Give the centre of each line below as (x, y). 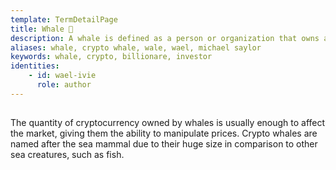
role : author (64, 85)
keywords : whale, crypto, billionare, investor (111, 57)
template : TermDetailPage (64, 19)
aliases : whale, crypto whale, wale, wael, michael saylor (136, 47)
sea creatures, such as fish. (67, 155)
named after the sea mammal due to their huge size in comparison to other (164, 144)
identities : (35, 66)
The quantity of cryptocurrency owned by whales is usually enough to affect (168, 123)
